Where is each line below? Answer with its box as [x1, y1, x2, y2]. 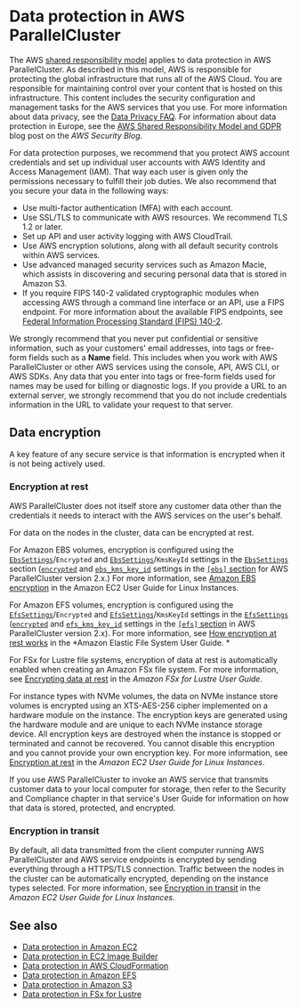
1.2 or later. [21, 221, 63, 232]
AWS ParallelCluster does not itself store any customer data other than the [9, 501, 282, 512]
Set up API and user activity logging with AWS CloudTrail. [21, 230, 233, 241]
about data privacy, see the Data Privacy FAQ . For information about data [9, 111, 277, 122]
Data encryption [9, 425, 101, 440]
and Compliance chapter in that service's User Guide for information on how [9, 794, 289, 804]
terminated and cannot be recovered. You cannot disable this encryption [9, 738, 275, 749]
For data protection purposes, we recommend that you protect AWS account [9, 147, 290, 157]
